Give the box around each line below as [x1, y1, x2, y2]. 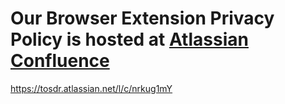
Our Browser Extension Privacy [10, 7, 275, 30]
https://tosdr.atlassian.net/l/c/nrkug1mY [10, 82, 173, 94]
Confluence [10, 50, 110, 72]
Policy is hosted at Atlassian [10, 28, 249, 51]
